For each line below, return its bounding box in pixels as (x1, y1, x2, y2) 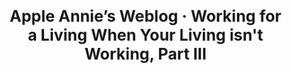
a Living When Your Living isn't (27, 25, 264, 45)
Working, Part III (84, 44, 207, 64)
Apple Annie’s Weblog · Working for (9, 6, 282, 27)
